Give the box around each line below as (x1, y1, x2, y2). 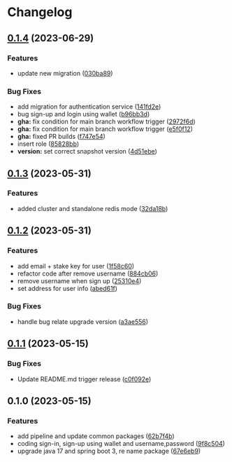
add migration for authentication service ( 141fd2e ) (17, 102, 161, 111)
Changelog (7, 4, 73, 20)
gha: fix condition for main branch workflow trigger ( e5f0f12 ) (17, 125, 194, 133)
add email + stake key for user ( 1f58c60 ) (17, 261, 135, 270)
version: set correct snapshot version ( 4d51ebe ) (17, 147, 157, 156)
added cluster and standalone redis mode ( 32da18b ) (17, 204, 168, 212)
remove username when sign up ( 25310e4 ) (17, 276, 142, 285)
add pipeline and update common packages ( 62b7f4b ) (17, 432, 175, 440)
